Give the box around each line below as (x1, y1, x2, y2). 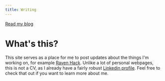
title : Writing (5, 7, 37, 12)
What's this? (5, 38, 58, 49)
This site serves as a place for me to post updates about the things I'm (5, 54, 149, 60)
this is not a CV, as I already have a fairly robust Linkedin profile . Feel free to (5, 65, 161, 71)
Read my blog (5, 21, 34, 27)
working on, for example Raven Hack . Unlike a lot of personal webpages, (5, 60, 154, 66)
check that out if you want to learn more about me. (5, 70, 109, 76)
